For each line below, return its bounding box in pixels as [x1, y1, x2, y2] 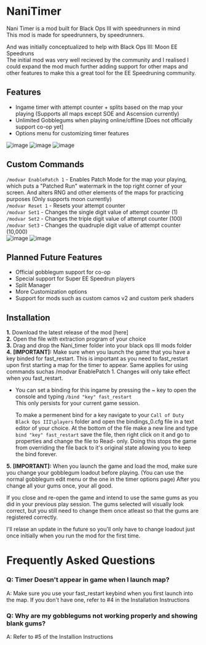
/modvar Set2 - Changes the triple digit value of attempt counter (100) [6, 215, 183, 222]
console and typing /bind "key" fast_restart [15, 393, 132, 400]
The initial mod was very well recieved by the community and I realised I [6, 56, 189, 63]
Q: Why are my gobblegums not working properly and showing [6, 611, 198, 620]
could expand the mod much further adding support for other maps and [6, 63, 188, 70]
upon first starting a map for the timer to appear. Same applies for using [6, 362, 188, 369]
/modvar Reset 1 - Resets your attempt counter [6, 202, 125, 209]
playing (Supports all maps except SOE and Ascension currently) [15, 109, 180, 117]
